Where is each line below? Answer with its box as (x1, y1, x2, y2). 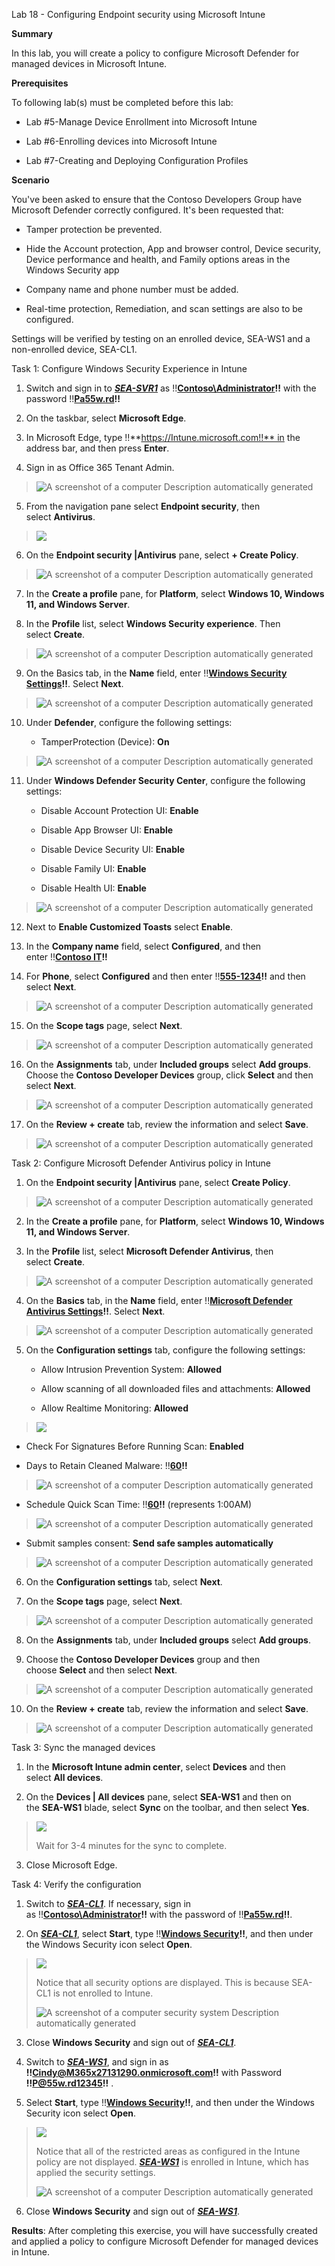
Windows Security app (25, 264, 120, 276)
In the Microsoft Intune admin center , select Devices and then (25, 1761, 286, 1773)
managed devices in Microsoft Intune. (11, 58, 168, 69)
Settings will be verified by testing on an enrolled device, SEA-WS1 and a (11, 333, 311, 344)
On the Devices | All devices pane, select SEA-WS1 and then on (25, 1791, 292, 1803)
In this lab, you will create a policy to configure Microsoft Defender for (11, 47, 300, 59)
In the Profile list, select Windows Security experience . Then (25, 618, 281, 629)
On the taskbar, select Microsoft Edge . (25, 412, 187, 424)
